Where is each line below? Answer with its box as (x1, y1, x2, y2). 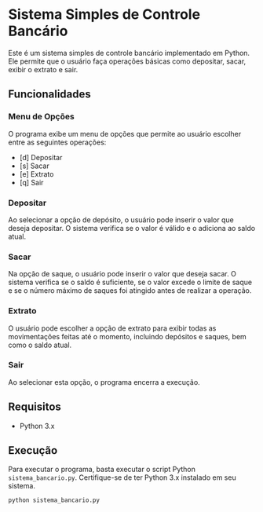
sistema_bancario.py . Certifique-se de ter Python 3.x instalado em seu (8, 473, 237, 482)
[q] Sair (19, 177, 44, 187)
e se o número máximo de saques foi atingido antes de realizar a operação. (8, 286, 252, 295)
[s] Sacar (19, 161, 49, 170)
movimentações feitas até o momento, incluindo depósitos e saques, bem (8, 331, 247, 341)
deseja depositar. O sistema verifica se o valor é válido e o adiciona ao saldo (8, 223, 256, 232)
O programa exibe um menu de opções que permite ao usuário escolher (8, 129, 242, 138)
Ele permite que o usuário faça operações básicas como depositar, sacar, (8, 57, 247, 66)
